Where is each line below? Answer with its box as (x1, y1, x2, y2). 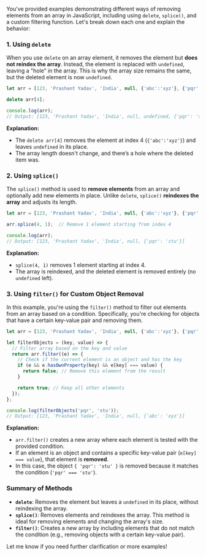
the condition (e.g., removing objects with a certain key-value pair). (15, 531, 185, 538)
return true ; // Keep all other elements (17, 385, 124, 391)
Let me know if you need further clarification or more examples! (6, 542, 167, 550)
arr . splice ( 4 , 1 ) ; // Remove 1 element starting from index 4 (6, 221, 172, 227)
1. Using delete (6, 40, 51, 49)
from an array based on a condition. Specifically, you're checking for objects (6, 310, 200, 317)
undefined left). (15, 274, 54, 281)
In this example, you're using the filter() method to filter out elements (6, 303, 187, 311)
